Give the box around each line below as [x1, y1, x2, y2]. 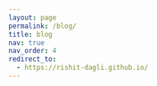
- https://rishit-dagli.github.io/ [16, 64, 149, 73]
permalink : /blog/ [8, 21, 77, 30]
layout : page [8, 13, 57, 22]
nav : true [8, 38, 45, 47]
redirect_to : [8, 55, 57, 64]
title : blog [8, 30, 53, 39]
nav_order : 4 [8, 47, 57, 56]
